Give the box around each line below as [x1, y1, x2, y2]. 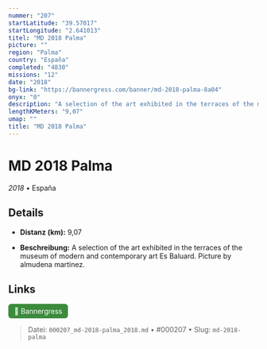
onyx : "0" [8, 93, 41, 101]
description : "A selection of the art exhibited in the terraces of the [8, 100, 254, 108]
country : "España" [8, 56, 69, 64]
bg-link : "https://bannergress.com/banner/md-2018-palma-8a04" [8, 85, 222, 94]
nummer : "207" [8, 11, 56, 20]
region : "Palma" [8, 48, 62, 56]
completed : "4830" [8, 64, 69, 72]
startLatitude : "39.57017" [8, 19, 98, 27]
